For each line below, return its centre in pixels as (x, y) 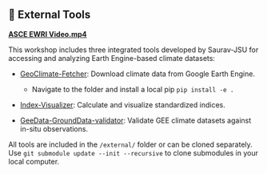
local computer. (34, 161)
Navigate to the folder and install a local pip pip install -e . (133, 89)
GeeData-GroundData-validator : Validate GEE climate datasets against (135, 120)
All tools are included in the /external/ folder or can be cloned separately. (131, 144)
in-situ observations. (54, 128)
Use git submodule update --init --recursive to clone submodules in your (133, 152)
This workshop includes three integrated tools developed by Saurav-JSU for (133, 50)
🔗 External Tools (50, 15)
